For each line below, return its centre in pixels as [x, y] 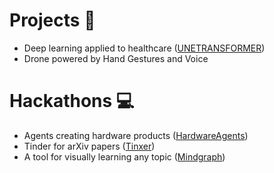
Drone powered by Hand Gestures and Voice [116, 58]
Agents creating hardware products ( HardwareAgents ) [136, 135]
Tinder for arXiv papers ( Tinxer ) [89, 146]
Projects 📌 [52, 20]
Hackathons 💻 [72, 101]
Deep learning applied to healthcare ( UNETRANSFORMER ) [144, 48]
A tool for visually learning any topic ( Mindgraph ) [124, 156]
